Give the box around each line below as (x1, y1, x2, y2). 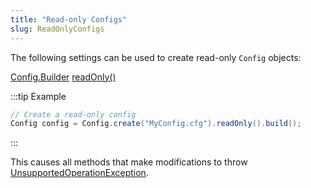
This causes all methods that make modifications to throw (10, 156, 248, 168)
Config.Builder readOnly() (10, 71, 117, 83)
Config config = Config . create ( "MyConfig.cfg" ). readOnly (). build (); (10, 119, 302, 129)
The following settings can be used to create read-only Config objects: (10, 51, 302, 63)
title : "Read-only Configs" (10, 14, 128, 25)
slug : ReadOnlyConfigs (10, 24, 105, 34)
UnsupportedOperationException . (10, 167, 149, 179)
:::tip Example (10, 90, 67, 102)
